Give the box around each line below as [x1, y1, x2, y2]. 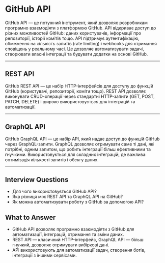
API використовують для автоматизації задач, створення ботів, [12, 247, 146, 253]
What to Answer [5, 213, 56, 222]
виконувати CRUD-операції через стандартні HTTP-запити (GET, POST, [5, 93, 155, 99]
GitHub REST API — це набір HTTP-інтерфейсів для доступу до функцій [5, 83, 154, 89]
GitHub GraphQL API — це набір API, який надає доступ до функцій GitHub [5, 136, 160, 142]
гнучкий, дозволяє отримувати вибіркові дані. [12, 242, 110, 248]
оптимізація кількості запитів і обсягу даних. [5, 156, 99, 163]
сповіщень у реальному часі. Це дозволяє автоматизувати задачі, [5, 46, 144, 52]
